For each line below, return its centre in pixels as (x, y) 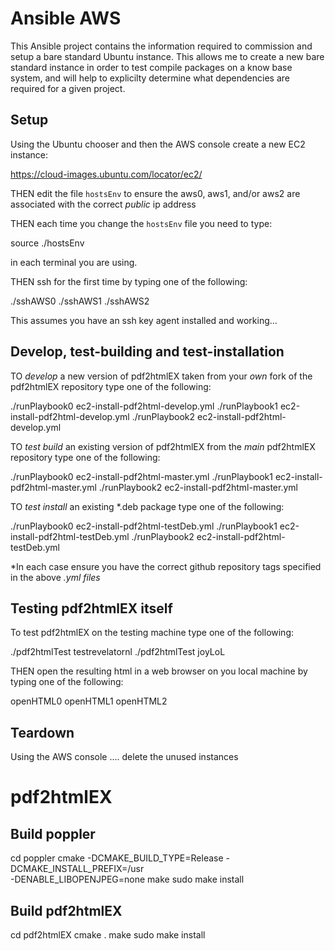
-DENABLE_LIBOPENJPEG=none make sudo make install (127, 879)
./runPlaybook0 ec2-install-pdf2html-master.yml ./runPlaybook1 (141, 476)
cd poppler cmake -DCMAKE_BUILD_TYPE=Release (117, 858)
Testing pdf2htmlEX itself (91, 608)
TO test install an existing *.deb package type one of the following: (147, 506)
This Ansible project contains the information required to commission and (161, 46)
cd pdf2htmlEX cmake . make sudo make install (108, 935)
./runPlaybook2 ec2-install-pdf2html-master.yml (198, 487)
